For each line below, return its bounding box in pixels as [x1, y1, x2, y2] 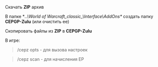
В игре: [5, 37, 21, 43]
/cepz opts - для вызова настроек [17, 47, 88, 52]
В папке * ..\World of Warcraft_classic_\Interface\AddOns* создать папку [5, 14, 154, 19]
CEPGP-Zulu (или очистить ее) [5, 19, 69, 24]
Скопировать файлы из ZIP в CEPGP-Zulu [5, 28, 92, 33]
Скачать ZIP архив [5, 4, 44, 10]
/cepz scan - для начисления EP [17, 56, 84, 62]
